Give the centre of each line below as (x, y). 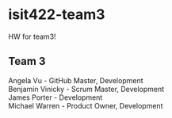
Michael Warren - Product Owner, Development (86, 105)
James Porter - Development (55, 97)
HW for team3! (32, 36)
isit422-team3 (57, 15)
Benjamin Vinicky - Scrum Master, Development (86, 89)
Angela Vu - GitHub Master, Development (76, 80)
